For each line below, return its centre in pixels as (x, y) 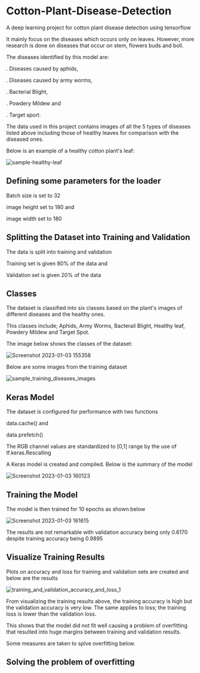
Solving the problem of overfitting (70, 662)
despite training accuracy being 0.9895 (55, 538)
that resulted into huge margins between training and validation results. (94, 632)
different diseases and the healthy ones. (56, 314)
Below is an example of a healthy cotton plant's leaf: (70, 150)
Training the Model (42, 495)
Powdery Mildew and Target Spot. (48, 332)
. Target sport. (24, 115)
